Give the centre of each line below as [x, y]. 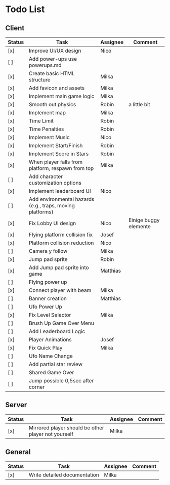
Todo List [25, 9]
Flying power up [48, 282]
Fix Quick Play [46, 348]
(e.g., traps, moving [52, 206]
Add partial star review [55, 364]
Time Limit [41, 121]
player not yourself [51, 434]
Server [16, 405]
